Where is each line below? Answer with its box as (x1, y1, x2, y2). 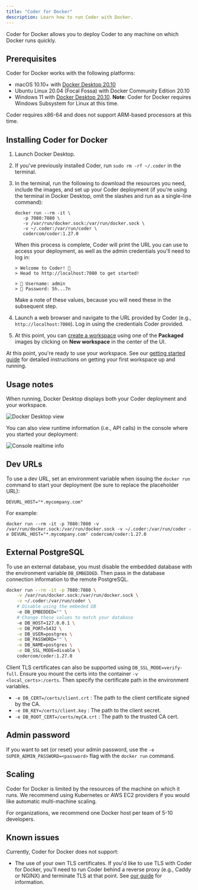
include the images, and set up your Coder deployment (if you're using (14, 186, 187, 193)
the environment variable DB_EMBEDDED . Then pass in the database (6, 569, 165, 576)
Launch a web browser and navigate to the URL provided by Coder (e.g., (14, 314, 191, 322)
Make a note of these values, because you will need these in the (14, 297, 171, 304)
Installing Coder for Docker (6, 134, 108, 145)
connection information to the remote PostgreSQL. (6, 576, 129, 583)
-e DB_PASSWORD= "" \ (17, 637, 67, 642)
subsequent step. (14, 303, 57, 310)
